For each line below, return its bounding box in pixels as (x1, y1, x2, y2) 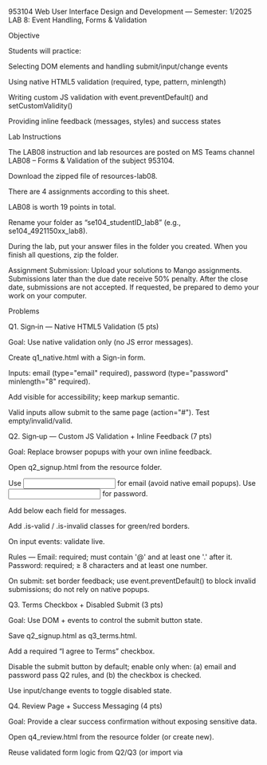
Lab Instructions (8, 132, 61, 141)
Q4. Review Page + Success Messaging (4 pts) (8, 701, 163, 711)
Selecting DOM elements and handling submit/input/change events (8, 61, 229, 71)
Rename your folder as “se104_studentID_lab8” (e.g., (8, 218, 181, 227)
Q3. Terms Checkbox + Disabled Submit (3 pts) (8, 600, 163, 609)
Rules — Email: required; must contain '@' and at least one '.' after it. (8, 552, 233, 562)
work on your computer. (8, 291, 88, 300)
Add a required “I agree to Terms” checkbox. (8, 646, 155, 656)
